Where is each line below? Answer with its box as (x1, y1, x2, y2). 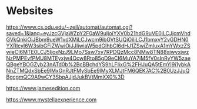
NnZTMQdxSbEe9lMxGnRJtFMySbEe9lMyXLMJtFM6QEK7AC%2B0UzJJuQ (6, 67, 190, 74)
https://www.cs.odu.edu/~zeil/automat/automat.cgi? (6, 23, 133, 30)
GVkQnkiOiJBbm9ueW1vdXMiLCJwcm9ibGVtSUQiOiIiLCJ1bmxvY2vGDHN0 (6, 36, 189, 43)
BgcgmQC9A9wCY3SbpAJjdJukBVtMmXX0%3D (6, 73, 125, 80)
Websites (6, 4, 54, 18)
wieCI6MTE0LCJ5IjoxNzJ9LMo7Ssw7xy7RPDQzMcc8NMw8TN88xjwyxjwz (6, 48, 189, 55)
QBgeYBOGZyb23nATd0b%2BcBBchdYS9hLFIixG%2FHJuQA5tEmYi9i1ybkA (6, 60, 191, 68)
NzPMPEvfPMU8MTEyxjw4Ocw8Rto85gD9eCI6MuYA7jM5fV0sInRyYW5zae (6, 54, 191, 62)
